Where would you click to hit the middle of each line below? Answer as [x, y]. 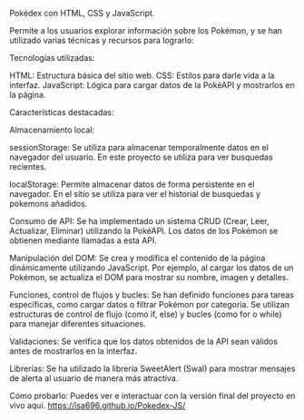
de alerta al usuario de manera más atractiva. [94, 378]
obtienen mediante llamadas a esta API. [83, 240]
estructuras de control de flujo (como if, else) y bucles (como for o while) [146, 314]
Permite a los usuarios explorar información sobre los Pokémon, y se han [146, 30]
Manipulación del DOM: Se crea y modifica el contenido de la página [137, 258]
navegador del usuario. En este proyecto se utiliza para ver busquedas [142, 157]
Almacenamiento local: [52, 130]
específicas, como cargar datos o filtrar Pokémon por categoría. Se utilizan [150, 304]
